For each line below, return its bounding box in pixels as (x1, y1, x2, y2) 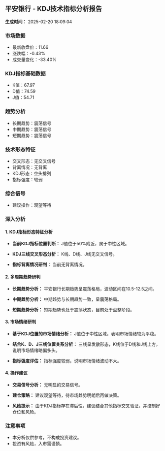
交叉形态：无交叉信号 (12, 158, 56, 164)
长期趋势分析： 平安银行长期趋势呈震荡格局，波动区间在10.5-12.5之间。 (12, 286, 157, 291)
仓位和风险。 (12, 409, 38, 415)
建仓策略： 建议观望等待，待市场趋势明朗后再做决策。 (12, 392, 122, 398)
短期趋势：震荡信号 (12, 132, 52, 138)
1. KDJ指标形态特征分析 (5, 228, 53, 235)
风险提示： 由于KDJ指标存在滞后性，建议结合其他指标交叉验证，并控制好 (12, 403, 161, 409)
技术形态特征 (5, 146, 36, 153)
